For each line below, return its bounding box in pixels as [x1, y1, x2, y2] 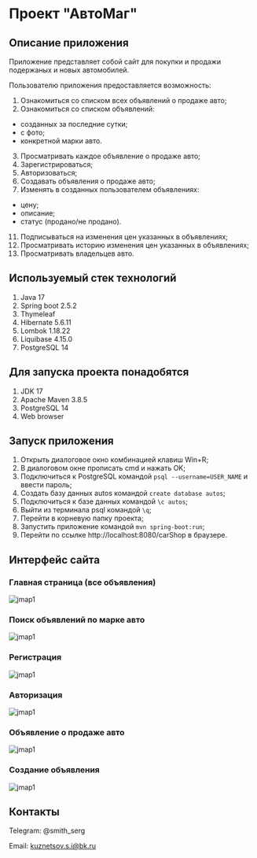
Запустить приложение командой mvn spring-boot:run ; [20, 522, 205, 531]
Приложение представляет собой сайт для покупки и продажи [9, 57, 222, 66]
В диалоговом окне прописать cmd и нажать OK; [20, 464, 185, 473]
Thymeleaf [20, 309, 56, 319]
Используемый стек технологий [9, 272, 177, 285]
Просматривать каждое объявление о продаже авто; [20, 151, 201, 161]
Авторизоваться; [20, 168, 78, 177]
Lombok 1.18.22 [20, 326, 71, 335]
